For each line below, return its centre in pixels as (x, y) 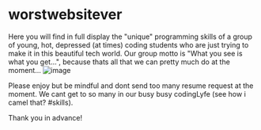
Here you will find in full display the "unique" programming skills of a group (130, 36)
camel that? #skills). (41, 102)
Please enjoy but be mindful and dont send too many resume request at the (131, 86)
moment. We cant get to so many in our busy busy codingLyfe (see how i (127, 94)
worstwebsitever (65, 15)
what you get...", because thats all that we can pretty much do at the (119, 62)
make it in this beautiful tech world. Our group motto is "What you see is (125, 53)
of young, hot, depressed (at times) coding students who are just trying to (129, 44)
